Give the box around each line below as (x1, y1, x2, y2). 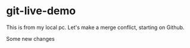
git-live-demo (6, 4, 76, 18)
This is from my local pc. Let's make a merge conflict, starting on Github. (6, 24, 185, 31)
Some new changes (6, 35, 55, 42)
